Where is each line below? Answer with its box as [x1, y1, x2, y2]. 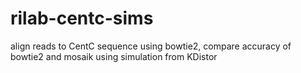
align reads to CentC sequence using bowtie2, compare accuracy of [10, 40, 292, 52]
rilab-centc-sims [10, 7, 154, 30]
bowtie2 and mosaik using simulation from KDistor [10, 50, 218, 62]
